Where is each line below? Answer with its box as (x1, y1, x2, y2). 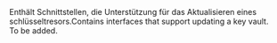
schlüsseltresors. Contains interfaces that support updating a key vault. (9, 16, 269, 26)
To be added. (9, 25, 58, 36)
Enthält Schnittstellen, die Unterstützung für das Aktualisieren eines (9, 7, 257, 17)
